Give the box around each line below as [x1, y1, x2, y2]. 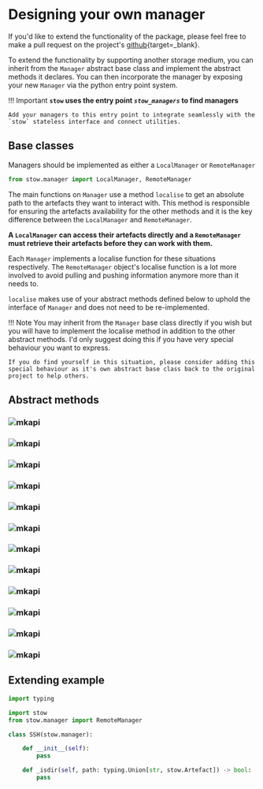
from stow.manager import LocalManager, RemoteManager [8, 175, 192, 183]
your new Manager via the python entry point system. [8, 80, 178, 90]
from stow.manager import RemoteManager [8, 716, 143, 724]
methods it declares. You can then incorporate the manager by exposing [8, 72, 243, 81]
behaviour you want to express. [8, 343, 110, 352]
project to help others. [8, 372, 90, 380]
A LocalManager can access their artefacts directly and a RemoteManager [8, 230, 242, 240]
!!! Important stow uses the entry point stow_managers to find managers [8, 95, 239, 105]
